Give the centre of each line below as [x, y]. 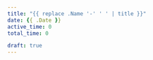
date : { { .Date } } [34, 20]
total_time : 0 [28, 33]
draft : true [25, 46]
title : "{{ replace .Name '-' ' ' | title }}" [77, 14]
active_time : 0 [30, 27]
